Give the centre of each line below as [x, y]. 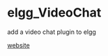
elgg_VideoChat [54, 13]
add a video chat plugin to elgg [52, 32]
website [18, 45]
